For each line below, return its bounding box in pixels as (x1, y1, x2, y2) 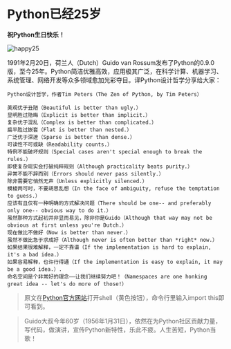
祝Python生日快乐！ (7, 30, 65, 39)
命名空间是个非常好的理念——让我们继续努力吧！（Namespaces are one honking (7, 273, 207, 280)
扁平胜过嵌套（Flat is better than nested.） (7, 126, 133, 133)
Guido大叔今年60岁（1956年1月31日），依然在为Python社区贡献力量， (24, 317, 222, 325)
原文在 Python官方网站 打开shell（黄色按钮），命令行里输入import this (24, 293, 219, 301)
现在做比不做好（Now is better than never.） (7, 229, 131, 236)
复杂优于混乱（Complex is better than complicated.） (7, 119, 157, 126)
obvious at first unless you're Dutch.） (7, 222, 127, 229)
